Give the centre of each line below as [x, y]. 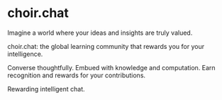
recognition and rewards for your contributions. [77, 75]
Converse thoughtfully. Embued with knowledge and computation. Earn [111, 67]
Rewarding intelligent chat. [46, 89]
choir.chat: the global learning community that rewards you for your [106, 46]
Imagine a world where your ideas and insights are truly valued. [100, 33]
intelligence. [25, 54]
